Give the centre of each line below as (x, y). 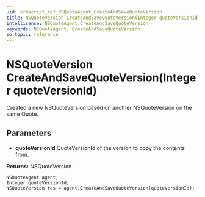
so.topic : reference (33, 35)
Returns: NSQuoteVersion (39, 166)
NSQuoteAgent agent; (33, 177)
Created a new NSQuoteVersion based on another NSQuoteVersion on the (99, 108)
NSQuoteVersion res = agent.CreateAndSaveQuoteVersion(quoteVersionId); (101, 188)
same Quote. (22, 114)
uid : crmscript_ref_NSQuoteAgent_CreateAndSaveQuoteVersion (85, 12)
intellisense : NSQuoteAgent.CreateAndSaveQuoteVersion (77, 23)
